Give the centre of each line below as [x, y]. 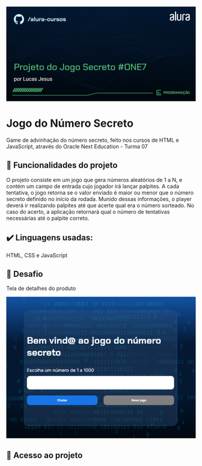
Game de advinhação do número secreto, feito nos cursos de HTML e [93, 140]
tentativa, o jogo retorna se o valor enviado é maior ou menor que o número [100, 192]
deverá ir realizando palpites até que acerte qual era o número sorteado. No [100, 205]
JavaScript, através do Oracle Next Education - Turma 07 [77, 146]
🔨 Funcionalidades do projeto [62, 165]
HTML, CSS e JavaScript [37, 255]
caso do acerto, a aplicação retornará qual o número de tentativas [88, 211]
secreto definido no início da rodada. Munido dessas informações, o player [99, 199]
